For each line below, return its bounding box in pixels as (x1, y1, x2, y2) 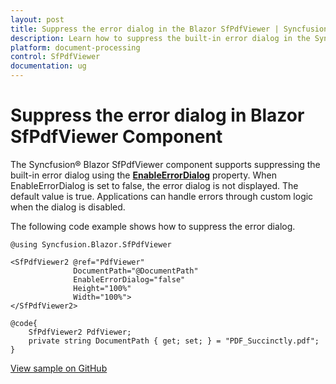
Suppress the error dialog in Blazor (10, 104, 305, 127)
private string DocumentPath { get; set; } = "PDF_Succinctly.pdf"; (28, 336, 320, 346)
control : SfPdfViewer (10, 52, 101, 62)
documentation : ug (10, 61, 87, 71)
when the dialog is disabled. (10, 201, 126, 213)
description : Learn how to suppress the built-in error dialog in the (10, 33, 311, 43)
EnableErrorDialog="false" (73, 274, 186, 285)
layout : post (10, 14, 65, 25)
